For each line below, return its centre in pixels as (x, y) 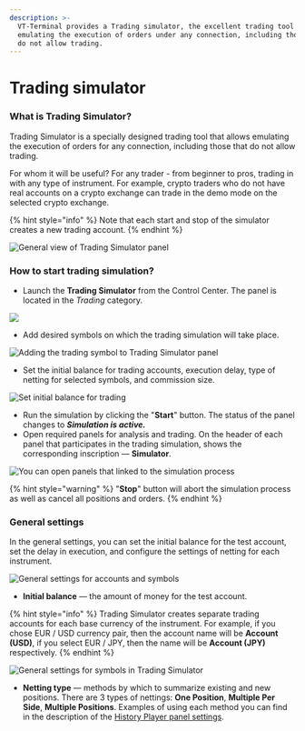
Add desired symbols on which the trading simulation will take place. (151, 335)
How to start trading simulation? (82, 271)
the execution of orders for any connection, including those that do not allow (152, 145)
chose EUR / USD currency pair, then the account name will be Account (144, 634)
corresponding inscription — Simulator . (97, 454)
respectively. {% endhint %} (62, 653)
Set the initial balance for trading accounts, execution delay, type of (149, 370)
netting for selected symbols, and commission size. (118, 380)
